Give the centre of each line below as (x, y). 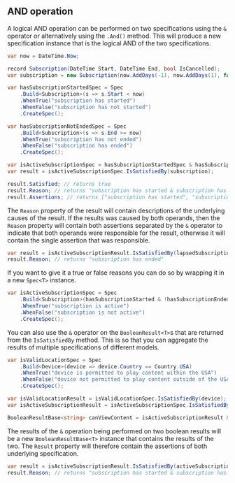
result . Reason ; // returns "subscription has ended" (86, 259)
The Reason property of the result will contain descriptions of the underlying (116, 210)
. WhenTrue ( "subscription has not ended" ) (81, 139)
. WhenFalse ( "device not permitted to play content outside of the (119, 380)
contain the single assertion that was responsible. (79, 240)
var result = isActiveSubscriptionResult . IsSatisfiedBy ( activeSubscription (120, 466)
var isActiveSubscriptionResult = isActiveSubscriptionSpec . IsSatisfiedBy (119, 405)
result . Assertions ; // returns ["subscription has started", (98, 197)
